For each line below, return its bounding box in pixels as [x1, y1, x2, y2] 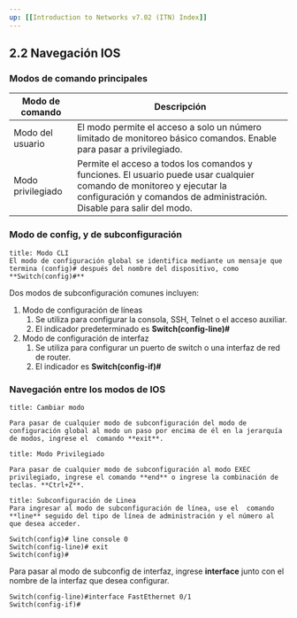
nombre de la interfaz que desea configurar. [9, 575, 170, 585]
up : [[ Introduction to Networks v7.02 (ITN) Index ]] [9, 12, 208, 22]
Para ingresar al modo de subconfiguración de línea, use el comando [9, 504, 275, 513]
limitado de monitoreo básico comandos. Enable [76, 132, 277, 144]
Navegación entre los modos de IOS [9, 382, 166, 395]
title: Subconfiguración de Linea [9, 496, 137, 505]
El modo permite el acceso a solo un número [76, 121, 263, 134]
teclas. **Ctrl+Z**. [9, 480, 86, 490]
